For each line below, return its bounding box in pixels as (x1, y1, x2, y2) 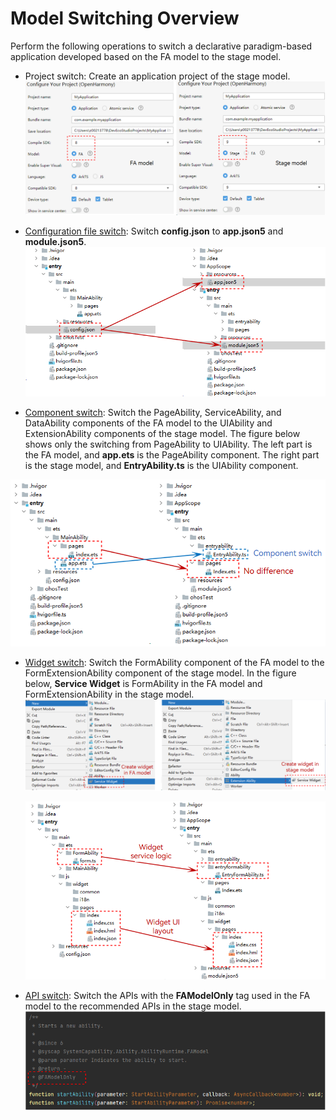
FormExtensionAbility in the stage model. (24, 688, 195, 701)
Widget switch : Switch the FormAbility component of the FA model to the (24, 657, 325, 669)
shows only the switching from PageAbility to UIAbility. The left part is (24, 438, 313, 450)
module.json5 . (24, 236, 87, 248)
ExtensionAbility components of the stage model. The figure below (24, 427, 301, 439)
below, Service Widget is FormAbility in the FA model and (24, 678, 263, 690)
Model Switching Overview (10, 7, 240, 30)
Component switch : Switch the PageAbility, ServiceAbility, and (24, 406, 282, 418)
